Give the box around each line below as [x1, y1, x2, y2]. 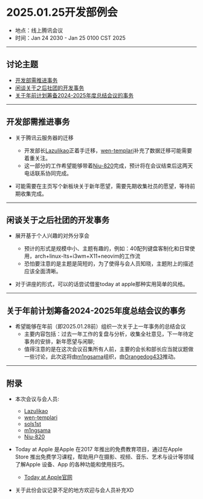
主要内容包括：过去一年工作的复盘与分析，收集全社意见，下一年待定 [24, 330, 194, 338]
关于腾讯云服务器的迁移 [14, 134, 74, 141]
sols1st [24, 420, 41, 427]
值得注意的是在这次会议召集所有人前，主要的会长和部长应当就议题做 [24, 345, 194, 353]
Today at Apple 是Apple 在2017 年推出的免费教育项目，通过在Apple [14, 446, 183, 452]
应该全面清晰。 [24, 267, 62, 275]
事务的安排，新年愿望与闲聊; [24, 338, 95, 345]
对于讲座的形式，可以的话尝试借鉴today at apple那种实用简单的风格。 [14, 281, 188, 288]
